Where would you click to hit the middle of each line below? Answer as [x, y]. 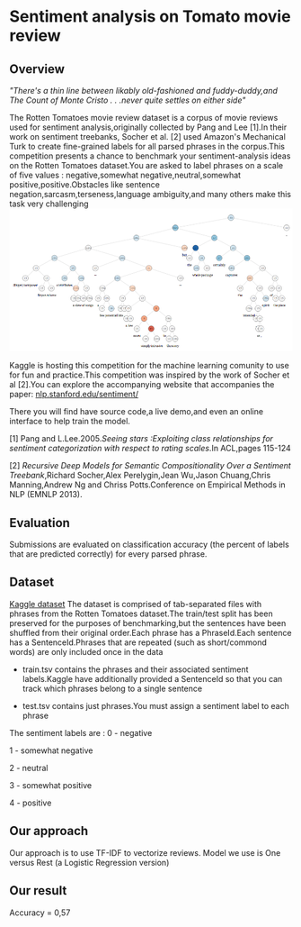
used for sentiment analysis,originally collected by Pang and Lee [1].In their [148, 127]
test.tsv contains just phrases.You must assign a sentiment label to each [155, 705]
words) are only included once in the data [86, 651]
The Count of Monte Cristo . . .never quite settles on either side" [128, 100]
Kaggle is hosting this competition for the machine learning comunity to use [149, 366]
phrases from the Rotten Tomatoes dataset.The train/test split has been [141, 613]
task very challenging [49, 204]
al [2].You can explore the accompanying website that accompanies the [142, 385]
